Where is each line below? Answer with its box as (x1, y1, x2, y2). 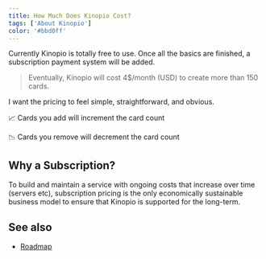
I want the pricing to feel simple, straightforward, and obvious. (8, 97, 215, 107)
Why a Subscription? (8, 158, 116, 172)
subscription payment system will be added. (8, 57, 156, 67)
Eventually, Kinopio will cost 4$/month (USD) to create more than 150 (27, 73, 259, 83)
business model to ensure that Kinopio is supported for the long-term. (8, 197, 241, 207)
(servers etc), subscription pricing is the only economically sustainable (8, 188, 243, 198)
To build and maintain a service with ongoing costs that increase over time (8, 180, 256, 190)
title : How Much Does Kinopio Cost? (8, 11, 131, 20)
